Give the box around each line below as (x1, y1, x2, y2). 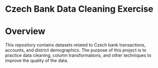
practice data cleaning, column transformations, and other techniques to (5, 52, 152, 58)
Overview (5, 26, 46, 37)
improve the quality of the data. (5, 58, 69, 64)
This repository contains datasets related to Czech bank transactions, (5, 42, 146, 48)
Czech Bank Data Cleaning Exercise (5, 3, 154, 15)
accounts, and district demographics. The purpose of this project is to (5, 47, 147, 53)
